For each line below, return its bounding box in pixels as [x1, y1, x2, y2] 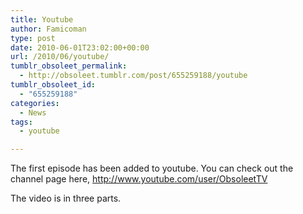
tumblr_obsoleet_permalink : [10, 61, 128, 71]
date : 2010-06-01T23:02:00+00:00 [10, 42, 150, 53]
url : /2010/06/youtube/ [10, 52, 110, 62]
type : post [10, 33, 56, 43]
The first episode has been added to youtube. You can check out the [10, 162, 294, 175]
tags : [10, 117, 33, 127]
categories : [10, 98, 60, 108]
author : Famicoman [10, 24, 87, 34]
